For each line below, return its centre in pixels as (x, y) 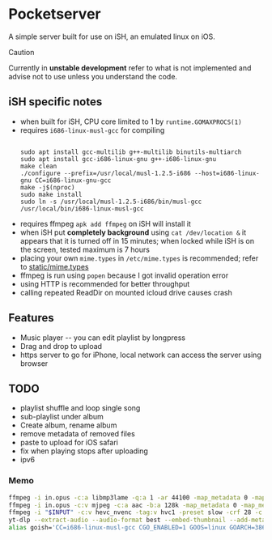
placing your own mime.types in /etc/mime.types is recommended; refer (139, 258)
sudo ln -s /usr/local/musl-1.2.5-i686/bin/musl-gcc (111, 202)
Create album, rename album (68, 425)
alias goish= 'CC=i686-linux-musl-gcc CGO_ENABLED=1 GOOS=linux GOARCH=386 (137, 528)
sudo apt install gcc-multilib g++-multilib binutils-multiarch (131, 152)
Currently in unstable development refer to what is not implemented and (130, 68)
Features (31, 318)
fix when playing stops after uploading (84, 451)
